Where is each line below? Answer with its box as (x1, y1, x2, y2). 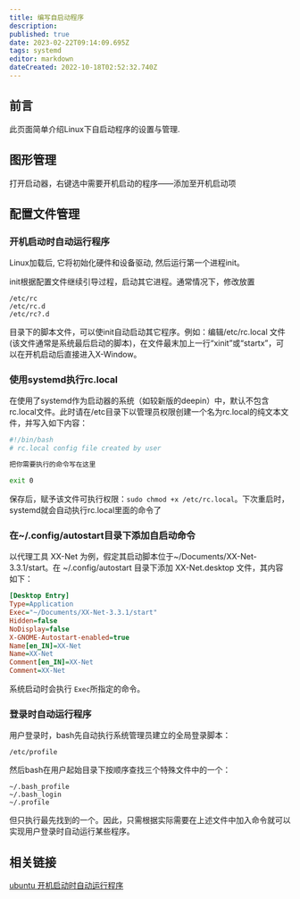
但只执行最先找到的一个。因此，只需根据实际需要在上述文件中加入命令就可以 (9, 815, 291, 826)
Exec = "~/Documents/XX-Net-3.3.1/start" (9, 609, 158, 618)
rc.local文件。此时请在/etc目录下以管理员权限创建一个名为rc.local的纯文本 (9, 407, 281, 417)
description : (9, 21, 58, 30)
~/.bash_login (9, 790, 62, 800)
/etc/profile (9, 748, 58, 757)
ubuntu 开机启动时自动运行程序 (9, 880, 124, 891)
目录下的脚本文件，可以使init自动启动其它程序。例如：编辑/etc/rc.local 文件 (9, 327, 286, 338)
